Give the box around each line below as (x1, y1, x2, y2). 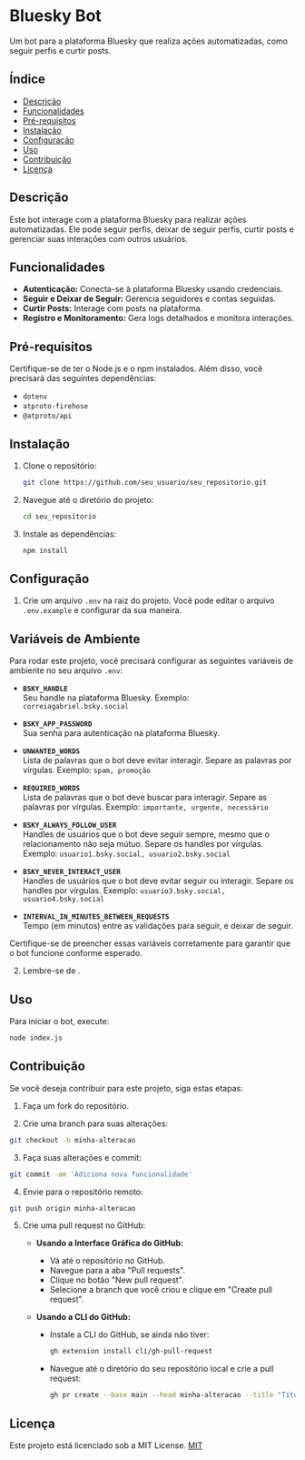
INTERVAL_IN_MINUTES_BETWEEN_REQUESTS (22, 912, 170, 921)
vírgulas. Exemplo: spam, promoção (22, 765, 152, 776)
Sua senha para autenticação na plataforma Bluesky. (22, 728, 221, 739)
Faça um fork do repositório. (22, 1100, 130, 1111)
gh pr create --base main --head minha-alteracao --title (49, 1391, 274, 1400)
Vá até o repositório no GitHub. (49, 1255, 166, 1266)
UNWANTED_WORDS (22, 747, 81, 756)
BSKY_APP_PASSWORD (22, 720, 93, 729)
